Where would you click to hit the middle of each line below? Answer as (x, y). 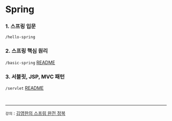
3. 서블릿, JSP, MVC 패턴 (35, 77)
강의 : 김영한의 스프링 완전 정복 (35, 113)
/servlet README (25, 88)
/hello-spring (20, 37)
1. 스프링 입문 (21, 27)
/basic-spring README (30, 62)
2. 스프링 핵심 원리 (27, 51)
